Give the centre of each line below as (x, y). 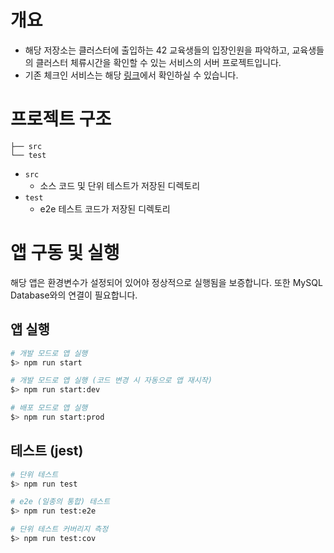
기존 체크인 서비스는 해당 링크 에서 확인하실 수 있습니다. (131, 75)
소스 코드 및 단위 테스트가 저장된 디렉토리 (120, 185)
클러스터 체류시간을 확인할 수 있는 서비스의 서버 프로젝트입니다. (158, 62)
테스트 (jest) (47, 451)
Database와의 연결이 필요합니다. (74, 295)
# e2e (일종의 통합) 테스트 (60, 502)
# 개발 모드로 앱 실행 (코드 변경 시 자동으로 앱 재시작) (111, 381)
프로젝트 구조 (61, 119)
